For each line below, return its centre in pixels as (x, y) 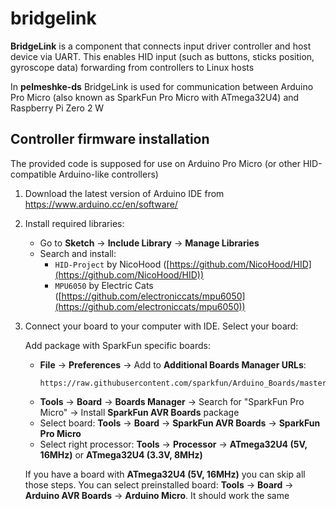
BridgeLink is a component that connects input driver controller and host (161, 46)
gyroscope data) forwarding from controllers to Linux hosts (132, 67)
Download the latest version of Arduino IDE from (124, 193)
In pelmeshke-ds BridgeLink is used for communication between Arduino (162, 86)
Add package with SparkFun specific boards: (118, 345)
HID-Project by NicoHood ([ (112, 264)
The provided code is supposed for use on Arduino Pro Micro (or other (155, 163)
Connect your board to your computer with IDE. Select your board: (161, 326)
